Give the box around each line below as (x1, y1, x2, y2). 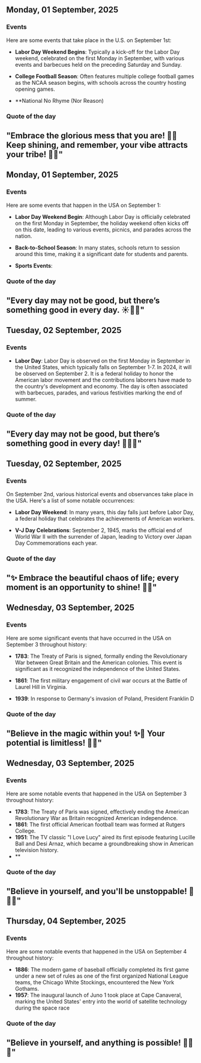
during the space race (14, 1004, 70, 1011)
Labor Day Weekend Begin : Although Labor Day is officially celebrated (14, 213, 191, 220)
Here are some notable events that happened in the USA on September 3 (6, 790, 187, 797)
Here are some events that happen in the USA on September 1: (6, 201, 161, 209)
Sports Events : (14, 262, 53, 269)
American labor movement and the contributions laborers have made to (14, 376, 192, 384)
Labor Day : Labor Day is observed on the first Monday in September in (14, 357, 190, 364)
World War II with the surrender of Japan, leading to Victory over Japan (14, 533, 192, 540)
